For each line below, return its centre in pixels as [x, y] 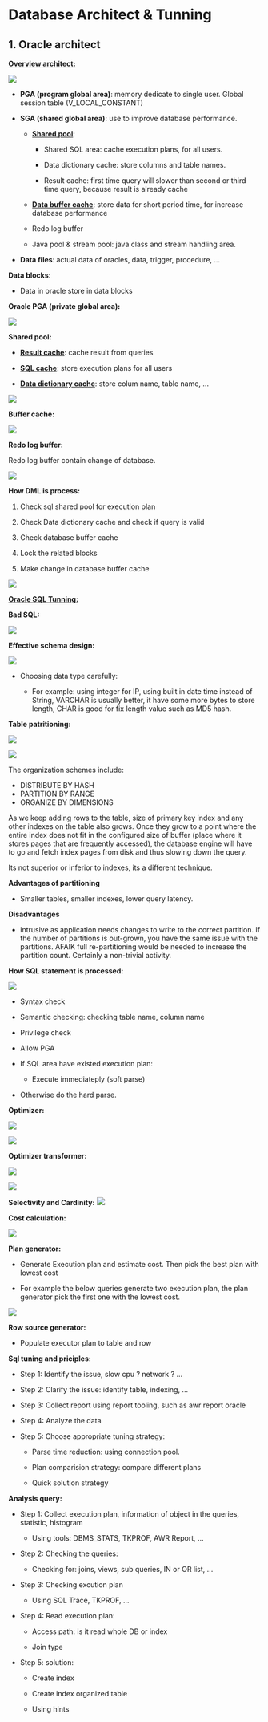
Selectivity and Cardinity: [52, 1202]
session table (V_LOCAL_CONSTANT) [82, 103]
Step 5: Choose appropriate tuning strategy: [92, 1436]
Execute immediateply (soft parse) [88, 1079]
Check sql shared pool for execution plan [88, 506]
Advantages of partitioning [54, 883]
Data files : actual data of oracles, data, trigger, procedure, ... [120, 260]
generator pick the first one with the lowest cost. [100, 1297]
